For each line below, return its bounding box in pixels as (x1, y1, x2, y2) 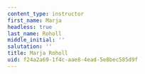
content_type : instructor (7, 10, 84, 18)
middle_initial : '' (7, 37, 65, 44)
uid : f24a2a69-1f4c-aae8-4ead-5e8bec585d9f (7, 56, 139, 63)
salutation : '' (7, 43, 53, 50)
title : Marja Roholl (7, 50, 69, 57)
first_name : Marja (7, 17, 62, 24)
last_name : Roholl (7, 30, 62, 37)
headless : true (7, 23, 53, 30)
